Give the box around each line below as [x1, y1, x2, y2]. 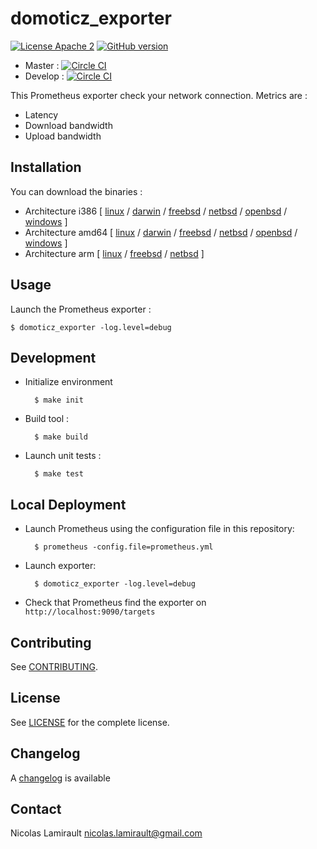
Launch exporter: [24, 560, 97, 572]
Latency [24, 108, 59, 121]
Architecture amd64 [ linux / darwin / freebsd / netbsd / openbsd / [24, 226, 298, 238]
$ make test [34, 469, 84, 479]
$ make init [34, 395, 84, 406]
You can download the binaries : [10, 185, 143, 197]
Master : [24, 59, 60, 71]
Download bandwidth [24, 119, 113, 131]
